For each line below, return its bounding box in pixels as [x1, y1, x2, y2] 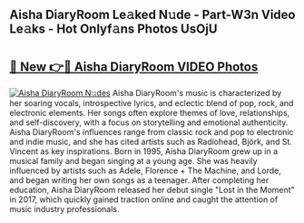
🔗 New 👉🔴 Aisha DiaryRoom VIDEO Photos [9, 59, 259, 74]
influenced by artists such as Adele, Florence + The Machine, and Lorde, [9, 165, 281, 176]
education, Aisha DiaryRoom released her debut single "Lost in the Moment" [9, 185, 295, 195]
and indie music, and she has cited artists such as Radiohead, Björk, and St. [9, 136, 293, 147]
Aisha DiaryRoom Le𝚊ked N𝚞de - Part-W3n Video [9, 7, 296, 23]
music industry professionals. [9, 204, 120, 214]
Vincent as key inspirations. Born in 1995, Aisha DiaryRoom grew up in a [9, 146, 279, 157]
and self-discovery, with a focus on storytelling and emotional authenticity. [9, 117, 289, 128]
